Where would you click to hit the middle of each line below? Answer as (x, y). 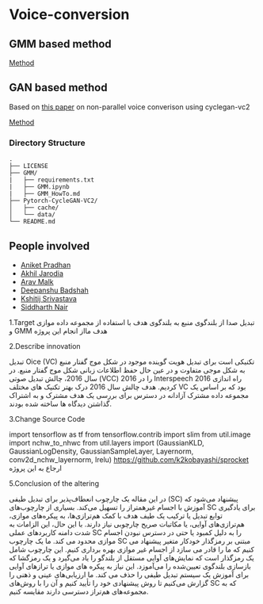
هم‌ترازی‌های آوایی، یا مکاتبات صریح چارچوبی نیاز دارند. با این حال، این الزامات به (127, 524)
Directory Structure (47, 143)
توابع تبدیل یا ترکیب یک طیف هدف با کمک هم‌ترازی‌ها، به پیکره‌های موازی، (116, 515)
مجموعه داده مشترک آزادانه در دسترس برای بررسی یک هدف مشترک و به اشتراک (129, 395)
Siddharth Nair (44, 307)
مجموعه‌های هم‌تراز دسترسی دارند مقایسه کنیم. (79, 591)
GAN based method (58, 88)
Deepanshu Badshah (55, 290)
